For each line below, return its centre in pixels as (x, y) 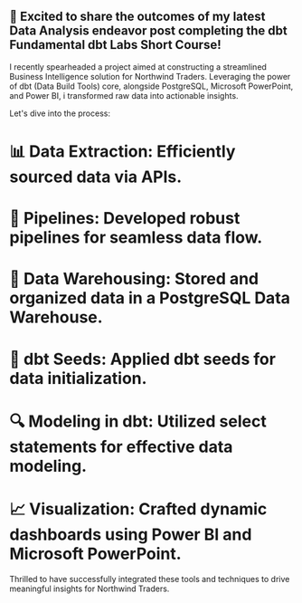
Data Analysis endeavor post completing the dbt (148, 31)
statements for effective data (121, 447)
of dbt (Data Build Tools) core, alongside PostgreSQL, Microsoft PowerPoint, (151, 86)
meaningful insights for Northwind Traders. (90, 589)
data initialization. (78, 378)
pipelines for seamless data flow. (136, 238)
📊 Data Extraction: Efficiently (123, 151)
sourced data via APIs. (96, 177)
